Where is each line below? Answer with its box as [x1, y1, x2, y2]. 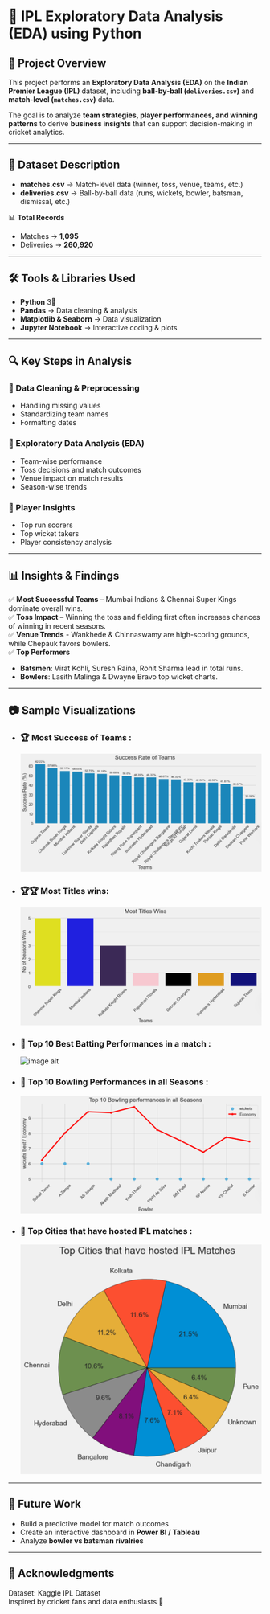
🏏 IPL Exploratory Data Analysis [8, 7, 223, 26]
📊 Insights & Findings [8, 569, 120, 583]
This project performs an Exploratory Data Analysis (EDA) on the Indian [8, 78, 249, 87]
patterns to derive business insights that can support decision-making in [8, 119, 253, 128]
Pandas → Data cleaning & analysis [19, 305, 138, 315]
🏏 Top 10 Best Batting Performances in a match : [19, 1038, 211, 1049]
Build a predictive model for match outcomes [19, 1518, 169, 1528]
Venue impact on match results [19, 473, 123, 483]
